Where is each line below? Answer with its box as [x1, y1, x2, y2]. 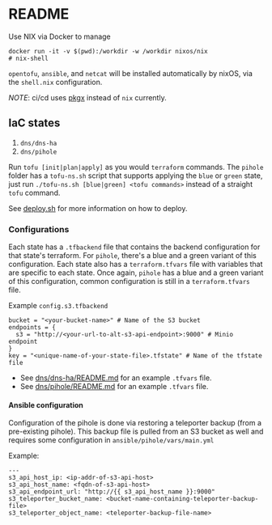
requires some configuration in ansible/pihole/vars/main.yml [8, 435, 215, 445]
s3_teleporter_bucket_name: [8, 495, 104, 503]
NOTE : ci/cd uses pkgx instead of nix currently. [8, 92, 168, 102]
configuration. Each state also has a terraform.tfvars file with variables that [8, 260, 263, 269]
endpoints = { [8, 324, 57, 332]
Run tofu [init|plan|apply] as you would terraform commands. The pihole [8, 162, 264, 171]
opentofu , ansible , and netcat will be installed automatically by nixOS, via [8, 68, 253, 78]
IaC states [8, 116, 61, 130]
